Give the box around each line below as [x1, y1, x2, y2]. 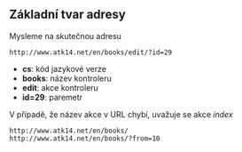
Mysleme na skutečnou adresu [9, 30, 122, 41]
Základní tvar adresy [9, 7, 126, 22]
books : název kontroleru [21, 73, 113, 84]
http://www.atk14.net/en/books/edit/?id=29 [9, 48, 173, 57]
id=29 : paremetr [21, 92, 82, 102]
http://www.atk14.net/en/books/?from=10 [9, 133, 161, 143]
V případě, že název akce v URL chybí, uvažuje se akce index [9, 108, 233, 119]
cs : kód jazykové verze [21, 63, 106, 74]
